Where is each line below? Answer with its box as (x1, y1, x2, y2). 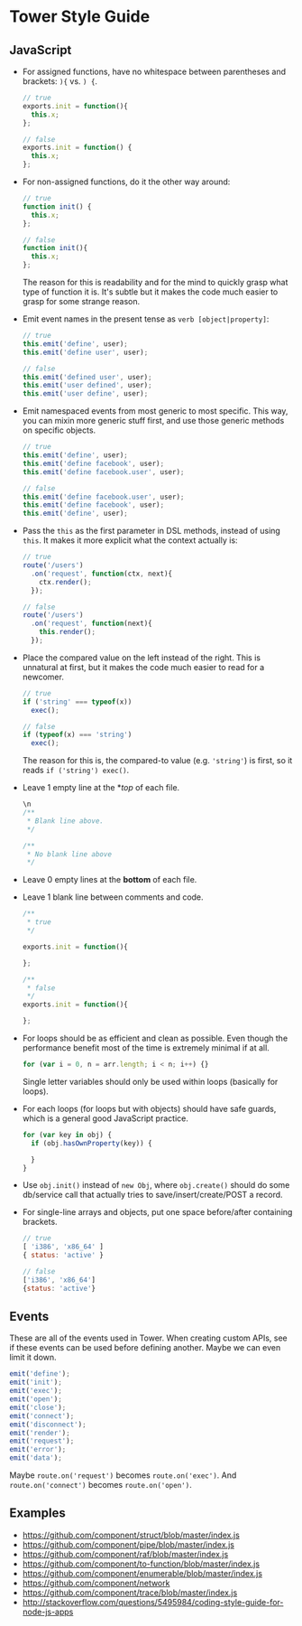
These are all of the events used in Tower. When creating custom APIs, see (9, 1332, 288, 1343)
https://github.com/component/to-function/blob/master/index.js (22, 1558, 260, 1569)
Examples (9, 1506, 66, 1521)
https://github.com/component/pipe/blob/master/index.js (22, 1538, 234, 1550)
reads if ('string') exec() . (22, 765, 130, 776)
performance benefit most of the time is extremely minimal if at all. (22, 1042, 270, 1053)
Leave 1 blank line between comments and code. (22, 892, 205, 902)
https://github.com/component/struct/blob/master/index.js (22, 1529, 241, 1540)
